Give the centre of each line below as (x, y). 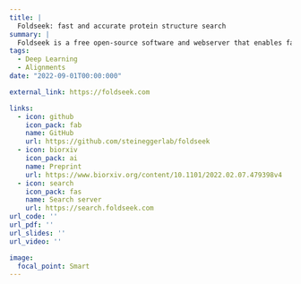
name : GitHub (50, 133)
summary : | (30, 34)
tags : (19, 51)
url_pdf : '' (31, 225)
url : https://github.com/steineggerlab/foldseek (118, 142)
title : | (26, 17)
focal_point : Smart (54, 266)
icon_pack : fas (54, 192)
